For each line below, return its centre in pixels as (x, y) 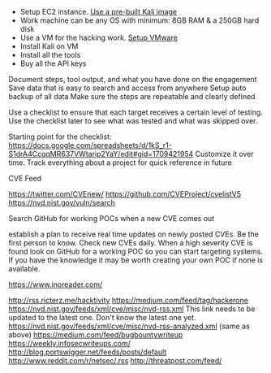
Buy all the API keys (53, 63)
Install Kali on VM (49, 46)
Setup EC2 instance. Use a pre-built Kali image (98, 12)
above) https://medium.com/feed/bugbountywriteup (96, 335)
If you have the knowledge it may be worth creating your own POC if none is (136, 260)
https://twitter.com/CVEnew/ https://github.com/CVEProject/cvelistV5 (125, 194)
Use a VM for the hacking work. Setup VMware (99, 37)
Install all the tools (50, 55)
